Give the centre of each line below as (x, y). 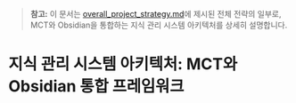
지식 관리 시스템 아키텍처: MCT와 (123, 64)
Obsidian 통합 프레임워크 (96, 87)
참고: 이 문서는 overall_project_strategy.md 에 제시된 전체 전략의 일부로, (156, 14)
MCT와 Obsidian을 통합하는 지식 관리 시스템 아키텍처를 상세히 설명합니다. (159, 25)
